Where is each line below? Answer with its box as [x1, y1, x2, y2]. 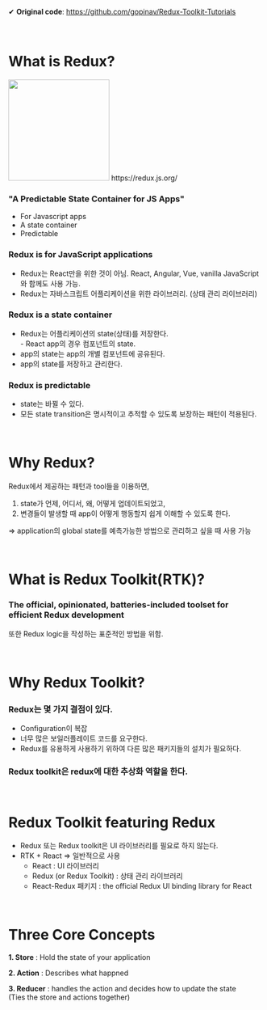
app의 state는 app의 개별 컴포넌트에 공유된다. [19, 349, 165, 358]
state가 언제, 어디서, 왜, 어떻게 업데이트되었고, [19, 499, 166, 509]
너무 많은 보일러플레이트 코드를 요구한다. [19, 733, 148, 743]
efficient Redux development [8, 610, 125, 621]
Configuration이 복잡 [19, 724, 88, 733]
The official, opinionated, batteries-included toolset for [8, 599, 229, 611]
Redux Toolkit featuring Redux [8, 813, 216, 831]
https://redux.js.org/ [111, 173, 178, 183]
